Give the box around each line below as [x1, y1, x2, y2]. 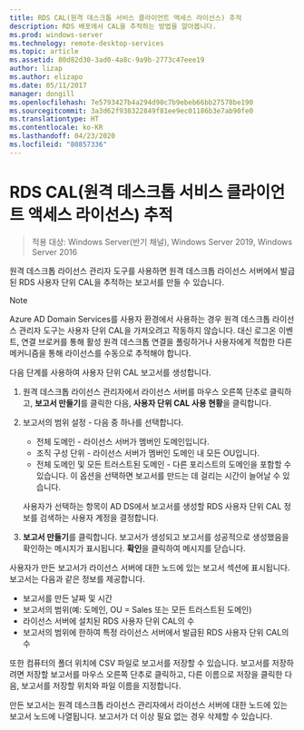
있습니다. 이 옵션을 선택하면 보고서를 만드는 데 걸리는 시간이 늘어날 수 [35, 469, 281, 481]
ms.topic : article [9, 47, 79, 56]
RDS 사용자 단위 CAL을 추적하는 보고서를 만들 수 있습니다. [18, 276, 225, 287]
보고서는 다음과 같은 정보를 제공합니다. [9, 573, 145, 584]
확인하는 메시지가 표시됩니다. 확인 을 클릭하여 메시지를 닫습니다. [22, 542, 247, 554]
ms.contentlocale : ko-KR [9, 123, 103, 133]
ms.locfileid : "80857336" [9, 140, 107, 149]
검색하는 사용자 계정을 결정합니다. [39, 512, 159, 523]
